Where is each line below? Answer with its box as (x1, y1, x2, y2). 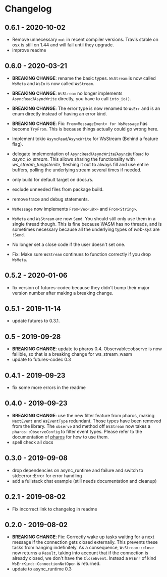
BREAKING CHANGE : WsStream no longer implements (12, 90, 123, 96)
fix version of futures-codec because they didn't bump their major (12, 284, 150, 290)
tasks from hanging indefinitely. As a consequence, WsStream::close (12, 545, 154, 551)
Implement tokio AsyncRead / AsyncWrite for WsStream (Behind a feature (12, 136, 158, 142)
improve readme (12, 47, 46, 53)
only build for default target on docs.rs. (12, 176, 94, 182)
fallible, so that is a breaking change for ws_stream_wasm (12, 351, 132, 357)
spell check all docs (12, 439, 53, 445)
